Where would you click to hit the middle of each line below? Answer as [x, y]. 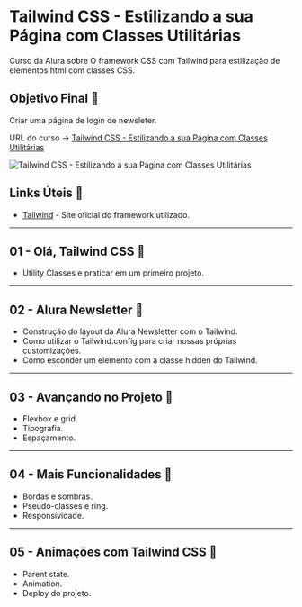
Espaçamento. [49, 438]
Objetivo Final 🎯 [54, 99]
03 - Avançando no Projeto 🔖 [91, 397]
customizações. [52, 351]
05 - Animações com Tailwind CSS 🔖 [113, 553]
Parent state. [46, 574]
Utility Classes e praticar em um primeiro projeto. [113, 273]
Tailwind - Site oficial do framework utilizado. [106, 214]
